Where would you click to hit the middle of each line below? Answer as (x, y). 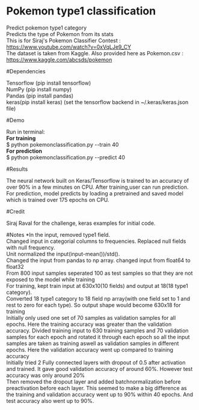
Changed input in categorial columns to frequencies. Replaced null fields (96, 241)
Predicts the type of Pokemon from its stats (60, 34)
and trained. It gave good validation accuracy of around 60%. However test (99, 369)
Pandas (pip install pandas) (40, 96)
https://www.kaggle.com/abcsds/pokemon (59, 60)
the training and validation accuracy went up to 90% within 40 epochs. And (100, 394)
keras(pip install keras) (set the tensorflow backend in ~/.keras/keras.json (97, 102)
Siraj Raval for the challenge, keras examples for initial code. (81, 223)
